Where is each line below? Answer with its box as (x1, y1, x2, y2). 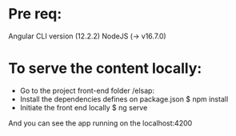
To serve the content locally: (8, 59, 202, 78)
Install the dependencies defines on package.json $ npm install (19, 94, 229, 104)
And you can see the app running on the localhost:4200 (8, 118, 193, 128)
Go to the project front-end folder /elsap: (19, 86, 154, 95)
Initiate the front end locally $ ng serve (19, 102, 148, 112)
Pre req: (8, 5, 62, 23)
